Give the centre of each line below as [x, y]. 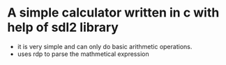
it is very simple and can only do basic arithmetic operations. [105, 46]
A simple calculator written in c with [113, 13]
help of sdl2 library [63, 27]
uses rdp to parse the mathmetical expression [83, 54]
